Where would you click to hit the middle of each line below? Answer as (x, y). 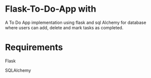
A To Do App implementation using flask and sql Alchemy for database (76, 22)
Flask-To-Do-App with (50, 9)
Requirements (34, 48)
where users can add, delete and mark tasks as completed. (64, 27)
